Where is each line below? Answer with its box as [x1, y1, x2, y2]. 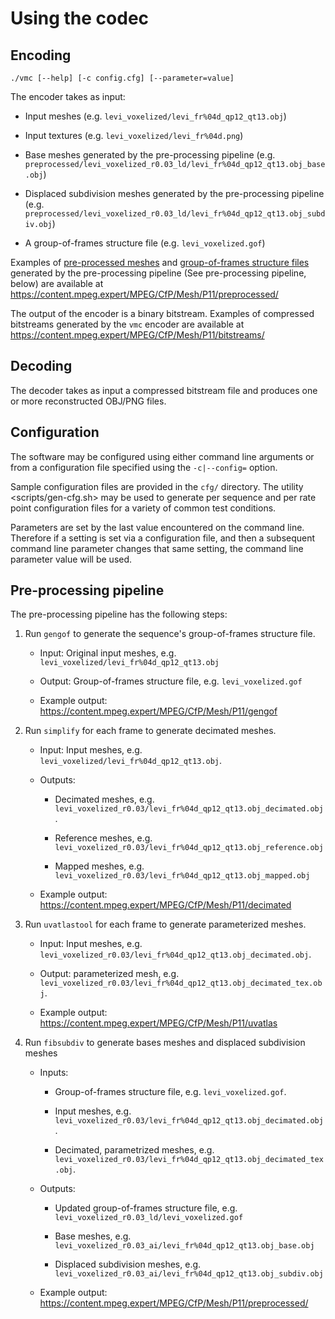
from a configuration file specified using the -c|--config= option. [10, 461, 278, 473]
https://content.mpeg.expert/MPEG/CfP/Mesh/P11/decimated [39, 899, 292, 911]
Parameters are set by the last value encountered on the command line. [10, 521, 305, 533]
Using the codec [10, 7, 150, 30]
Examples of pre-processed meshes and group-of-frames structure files [10, 257, 310, 268]
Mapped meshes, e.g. [54, 860, 145, 872]
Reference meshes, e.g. [54, 832, 153, 844]
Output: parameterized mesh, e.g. [39, 968, 180, 980]
